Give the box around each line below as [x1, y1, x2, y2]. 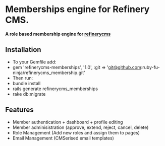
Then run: [12, 75, 33, 81]
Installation [5, 45, 41, 54]
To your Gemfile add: [12, 59, 57, 65]
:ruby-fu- [141, 64, 160, 70]
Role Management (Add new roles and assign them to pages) [12, 129, 140, 135]
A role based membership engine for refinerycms [5, 31, 111, 37]
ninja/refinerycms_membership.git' [12, 69, 85, 76]
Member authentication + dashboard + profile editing [12, 119, 123, 125]
